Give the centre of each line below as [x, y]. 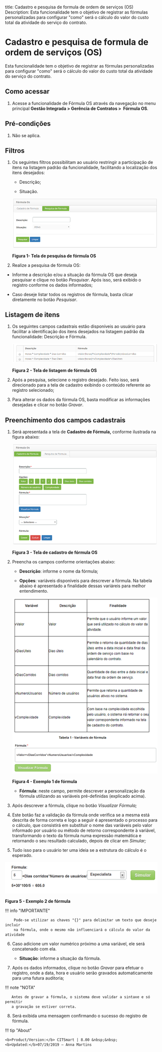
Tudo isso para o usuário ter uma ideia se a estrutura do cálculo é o [79, 850]
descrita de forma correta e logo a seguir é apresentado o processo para [85, 820]
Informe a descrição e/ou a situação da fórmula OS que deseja [74, 275]
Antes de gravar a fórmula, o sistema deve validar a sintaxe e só [81, 997]
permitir [14, 1002]
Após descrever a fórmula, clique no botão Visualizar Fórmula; [74, 806]
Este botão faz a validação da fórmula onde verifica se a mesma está [81, 815]
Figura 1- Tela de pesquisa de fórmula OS [54, 256]
